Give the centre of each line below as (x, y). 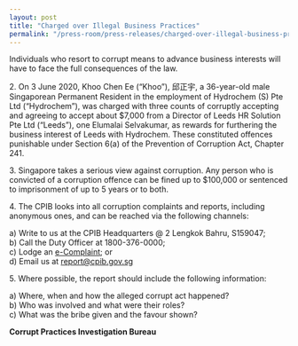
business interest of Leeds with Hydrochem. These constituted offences (141, 135)
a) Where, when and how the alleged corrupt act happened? (119, 296)
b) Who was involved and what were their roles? (97, 305)
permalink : (29, 34)
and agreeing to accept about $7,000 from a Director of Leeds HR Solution (145, 115)
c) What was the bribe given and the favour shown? (103, 315)
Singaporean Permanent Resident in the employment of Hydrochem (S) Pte (146, 97)
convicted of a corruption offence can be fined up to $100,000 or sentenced (149, 180)
